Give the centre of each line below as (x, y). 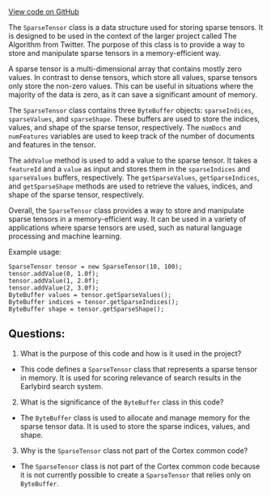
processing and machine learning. (65, 236)
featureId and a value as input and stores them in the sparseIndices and (129, 169)
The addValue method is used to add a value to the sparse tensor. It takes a (133, 160)
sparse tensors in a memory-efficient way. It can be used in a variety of (127, 219)
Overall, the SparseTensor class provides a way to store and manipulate (127, 210)
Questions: (37, 334)
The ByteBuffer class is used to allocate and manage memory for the (135, 418)
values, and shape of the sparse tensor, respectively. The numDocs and (125, 127)
